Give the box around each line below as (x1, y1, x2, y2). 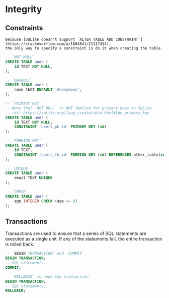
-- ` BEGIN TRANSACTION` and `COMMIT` (5, 251, 84, 256)
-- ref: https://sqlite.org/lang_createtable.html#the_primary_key (5, 110, 150, 115)
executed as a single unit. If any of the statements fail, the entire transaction (5, 236, 162, 242)
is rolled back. (5, 241, 34, 248)
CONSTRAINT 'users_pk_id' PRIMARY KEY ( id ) (14, 125, 107, 130)
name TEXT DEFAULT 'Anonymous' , (14, 87, 82, 92)
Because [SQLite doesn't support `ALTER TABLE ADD (5, 37, 114, 42)
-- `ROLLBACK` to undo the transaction (5, 274, 89, 279)
